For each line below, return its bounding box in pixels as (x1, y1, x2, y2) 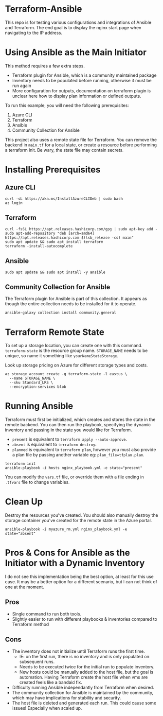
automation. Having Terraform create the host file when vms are (19, 674, 148, 680)
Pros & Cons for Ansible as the (5, 547, 130, 559)
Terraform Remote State (5, 327, 105, 337)
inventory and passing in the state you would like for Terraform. (5, 427, 132, 433)
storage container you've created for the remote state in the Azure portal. (5, 518, 152, 524)
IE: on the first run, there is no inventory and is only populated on (19, 653, 150, 659)
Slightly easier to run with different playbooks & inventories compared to (12, 616, 157, 622)
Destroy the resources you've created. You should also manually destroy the (5, 512, 158, 518)
